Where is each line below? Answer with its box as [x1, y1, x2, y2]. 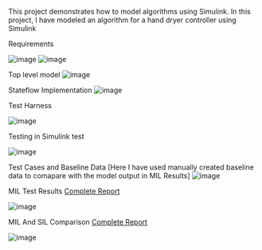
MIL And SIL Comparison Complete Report [8, 217, 148, 226]
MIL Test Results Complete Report [8, 186, 120, 196]
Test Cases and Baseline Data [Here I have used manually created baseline [8, 162, 255, 172]
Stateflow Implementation [8, 85, 93, 95]
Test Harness [8, 101, 52, 110]
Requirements [8, 39, 54, 49]
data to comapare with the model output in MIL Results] [8, 171, 190, 180]
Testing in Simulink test [8, 131, 85, 141]
